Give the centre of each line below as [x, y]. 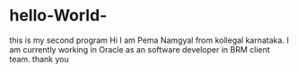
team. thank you [39, 59]
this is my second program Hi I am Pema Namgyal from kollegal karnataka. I [149, 40]
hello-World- [58, 16]
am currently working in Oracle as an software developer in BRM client [140, 49]
